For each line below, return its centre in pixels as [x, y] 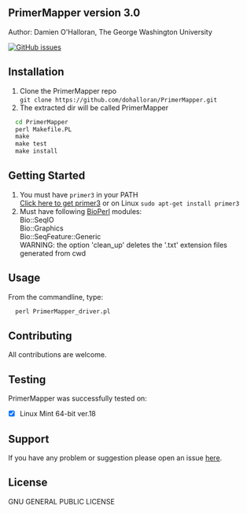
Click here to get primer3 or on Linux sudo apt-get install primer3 [129, 203]
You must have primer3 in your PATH [79, 194]
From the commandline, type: [56, 297]
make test [31, 144]
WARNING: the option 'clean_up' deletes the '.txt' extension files [124, 245]
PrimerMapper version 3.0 [74, 13]
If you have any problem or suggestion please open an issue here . [115, 458]
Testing [27, 380]
